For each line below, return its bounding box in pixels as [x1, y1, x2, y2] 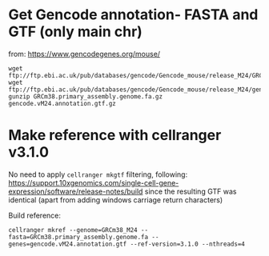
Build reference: [8, 210, 62, 220]
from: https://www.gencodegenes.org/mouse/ [8, 49, 161, 58]
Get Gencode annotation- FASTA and [8, 6, 259, 24]
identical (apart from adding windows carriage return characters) [8, 194, 223, 205]
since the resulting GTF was [144, 186, 237, 196]
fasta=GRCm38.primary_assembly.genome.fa [8, 233, 149, 241]
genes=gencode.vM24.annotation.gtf [8, 240, 127, 248]
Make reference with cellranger [8, 126, 222, 145]
